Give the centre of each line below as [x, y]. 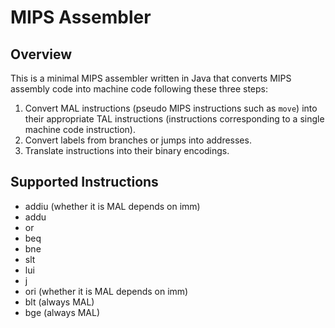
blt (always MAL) [59, 302]
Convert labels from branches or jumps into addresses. [138, 140]
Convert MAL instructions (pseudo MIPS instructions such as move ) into [171, 108]
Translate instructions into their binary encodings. [127, 150]
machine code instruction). [80, 129]
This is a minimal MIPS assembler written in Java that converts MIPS [151, 78]
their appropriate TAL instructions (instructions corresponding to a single [174, 119]
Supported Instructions [84, 182]
